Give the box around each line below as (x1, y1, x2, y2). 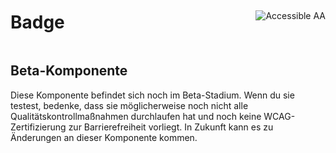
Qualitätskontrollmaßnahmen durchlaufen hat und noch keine (10, 110, 262, 122)
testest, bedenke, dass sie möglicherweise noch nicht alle (10, 99, 249, 111)
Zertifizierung (10, 121, 67, 133)
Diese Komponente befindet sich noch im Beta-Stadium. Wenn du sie (10, 89, 295, 101)
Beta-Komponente (10, 62, 128, 80)
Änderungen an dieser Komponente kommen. (10, 131, 198, 143)
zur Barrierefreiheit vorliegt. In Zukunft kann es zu (68, 121, 274, 133)
